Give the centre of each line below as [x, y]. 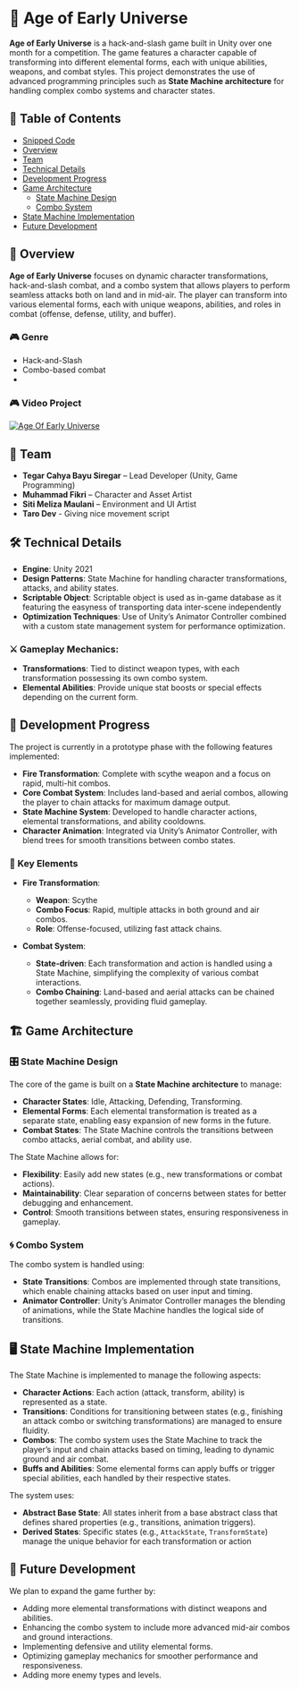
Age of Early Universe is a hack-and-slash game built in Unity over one [141, 43]
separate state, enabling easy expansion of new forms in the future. [147, 1120]
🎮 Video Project [46, 403]
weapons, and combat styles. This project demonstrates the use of [133, 72]
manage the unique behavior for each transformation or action [137, 1541]
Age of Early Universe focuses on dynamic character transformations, [139, 276]
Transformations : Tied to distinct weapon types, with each [131, 669]
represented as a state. [65, 1402]
